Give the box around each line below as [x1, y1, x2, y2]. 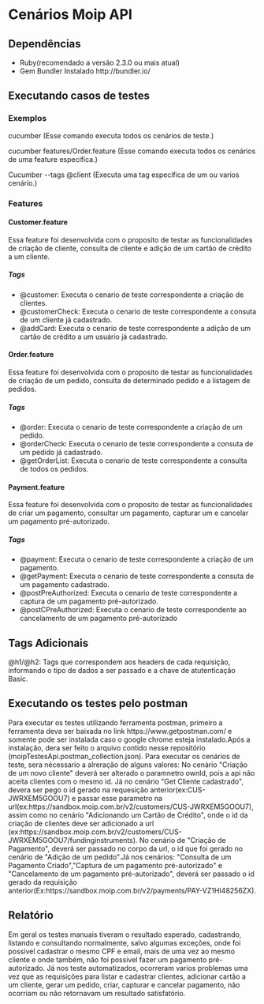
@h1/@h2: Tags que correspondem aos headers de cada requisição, [8, 657, 231, 667]
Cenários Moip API [8, 6, 132, 24]
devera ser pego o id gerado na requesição [8, 784, 149, 795]
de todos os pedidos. [19, 464, 89, 473]
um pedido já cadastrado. [19, 447, 103, 457]
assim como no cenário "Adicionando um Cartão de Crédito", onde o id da [8, 810, 248, 819]
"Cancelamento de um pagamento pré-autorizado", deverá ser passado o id [8, 869, 255, 878]
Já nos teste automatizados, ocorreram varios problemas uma [46, 963, 248, 972]
